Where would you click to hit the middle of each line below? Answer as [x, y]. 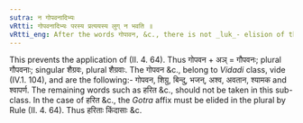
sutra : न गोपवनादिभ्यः [42, 18]
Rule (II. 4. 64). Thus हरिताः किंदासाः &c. [76, 110]
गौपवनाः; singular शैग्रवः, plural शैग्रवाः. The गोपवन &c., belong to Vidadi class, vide [147, 70]
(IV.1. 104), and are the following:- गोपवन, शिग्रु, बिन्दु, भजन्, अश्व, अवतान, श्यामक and [148, 80]
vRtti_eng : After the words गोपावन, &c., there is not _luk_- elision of [147, 34]
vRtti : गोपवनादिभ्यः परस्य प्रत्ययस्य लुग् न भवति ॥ [81, 26]
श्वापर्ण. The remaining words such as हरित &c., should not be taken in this [141, 90]
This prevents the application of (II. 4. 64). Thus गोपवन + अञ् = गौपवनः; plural [146, 60]
